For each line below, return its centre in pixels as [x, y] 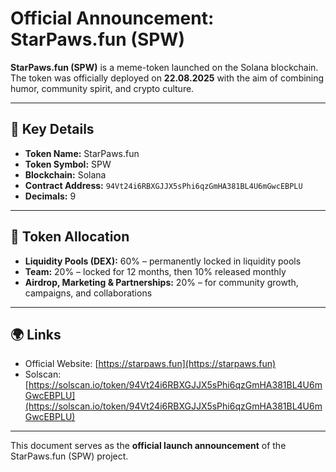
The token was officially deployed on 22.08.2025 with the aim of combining [167, 78]
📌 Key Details [52, 129]
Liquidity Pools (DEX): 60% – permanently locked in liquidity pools [163, 261]
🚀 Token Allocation [70, 237]
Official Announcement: [112, 18]
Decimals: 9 [50, 196]
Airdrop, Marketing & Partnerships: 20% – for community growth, [161, 282]
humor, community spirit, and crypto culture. [102, 88]
